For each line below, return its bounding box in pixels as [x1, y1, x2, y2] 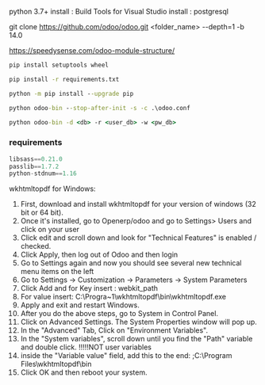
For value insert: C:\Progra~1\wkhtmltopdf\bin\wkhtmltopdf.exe [20, 292, 227, 302]
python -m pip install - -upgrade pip [9, 90, 134, 97]
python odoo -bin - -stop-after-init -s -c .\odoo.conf [9, 104, 191, 112]
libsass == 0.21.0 [9, 154, 63, 163]
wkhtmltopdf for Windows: [9, 184, 96, 193]
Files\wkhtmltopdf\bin [20, 360, 92, 369]
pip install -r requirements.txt [9, 75, 120, 83]
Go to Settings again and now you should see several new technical [20, 258, 242, 268]
